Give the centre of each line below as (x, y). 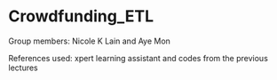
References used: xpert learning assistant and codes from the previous (138, 58)
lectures (23, 68)
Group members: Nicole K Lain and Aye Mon (89, 41)
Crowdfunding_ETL (81, 16)
